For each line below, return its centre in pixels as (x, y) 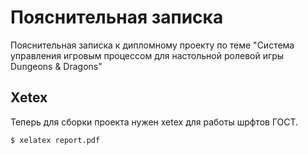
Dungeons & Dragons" (56, 66)
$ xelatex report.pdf (55, 140)
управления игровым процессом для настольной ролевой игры (147, 55)
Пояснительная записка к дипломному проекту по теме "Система (152, 45)
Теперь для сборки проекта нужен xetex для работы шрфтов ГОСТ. (154, 122)
